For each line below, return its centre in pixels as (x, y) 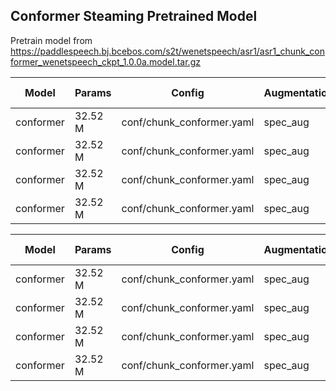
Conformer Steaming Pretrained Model (134, 16)
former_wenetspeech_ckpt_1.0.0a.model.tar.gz (105, 61)
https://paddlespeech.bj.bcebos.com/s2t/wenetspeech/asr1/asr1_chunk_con (168, 51)
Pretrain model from (51, 40)
